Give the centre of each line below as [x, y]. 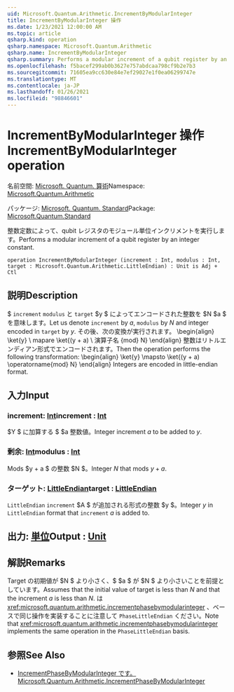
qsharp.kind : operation [42, 40]
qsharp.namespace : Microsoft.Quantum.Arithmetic [80, 46]
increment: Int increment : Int [57, 416]
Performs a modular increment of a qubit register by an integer [109, 239]
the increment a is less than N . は [55, 598]
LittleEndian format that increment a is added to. [78, 513]
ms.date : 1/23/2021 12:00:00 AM [54, 27]
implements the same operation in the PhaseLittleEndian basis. [99, 631]
